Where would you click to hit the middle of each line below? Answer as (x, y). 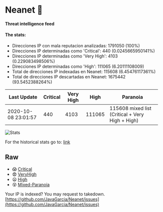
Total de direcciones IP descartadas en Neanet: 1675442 (69, 77)
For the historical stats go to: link (38, 142)
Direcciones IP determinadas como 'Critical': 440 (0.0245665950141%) (83, 51)
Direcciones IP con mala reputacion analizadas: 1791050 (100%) (76, 45)
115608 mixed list (130, 108)
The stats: (16, 35)
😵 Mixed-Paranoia (31, 184)
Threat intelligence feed (30, 23)
